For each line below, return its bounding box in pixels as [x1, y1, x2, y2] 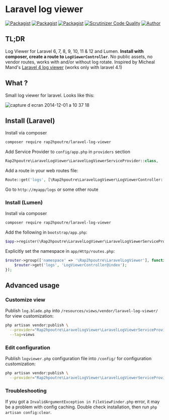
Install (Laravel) [5, 116, 55, 125]
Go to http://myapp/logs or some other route [5, 186, 99, 192]
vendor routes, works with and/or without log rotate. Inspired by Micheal [5, 59, 155, 65]
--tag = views [10, 332, 35, 337]
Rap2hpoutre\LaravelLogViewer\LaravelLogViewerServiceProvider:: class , [5, 159, 158, 164]
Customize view [5, 296, 46, 303]
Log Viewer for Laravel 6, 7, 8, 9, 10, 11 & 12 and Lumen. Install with [5, 48, 144, 54]
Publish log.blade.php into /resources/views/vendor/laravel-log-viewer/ [5, 308, 158, 314]
